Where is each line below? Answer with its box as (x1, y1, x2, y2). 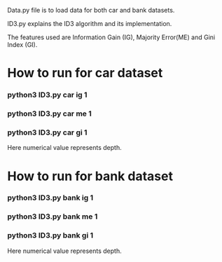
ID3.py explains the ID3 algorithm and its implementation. (7, 20, 172, 27)
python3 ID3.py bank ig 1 (7, 193, 94, 202)
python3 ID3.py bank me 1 (7, 212, 98, 221)
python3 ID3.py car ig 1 (7, 90, 88, 100)
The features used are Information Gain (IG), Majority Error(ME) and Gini (7, 33, 216, 41)
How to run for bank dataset (7, 168, 174, 184)
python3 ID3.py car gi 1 (7, 127, 88, 137)
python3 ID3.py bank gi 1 (7, 230, 94, 240)
